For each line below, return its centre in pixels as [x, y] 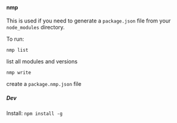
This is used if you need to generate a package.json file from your [88, 21]
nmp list [17, 51]
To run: [15, 39]
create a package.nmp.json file [44, 84]
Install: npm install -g [34, 113]
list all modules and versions [42, 61]
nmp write [19, 73]
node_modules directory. [36, 27]
